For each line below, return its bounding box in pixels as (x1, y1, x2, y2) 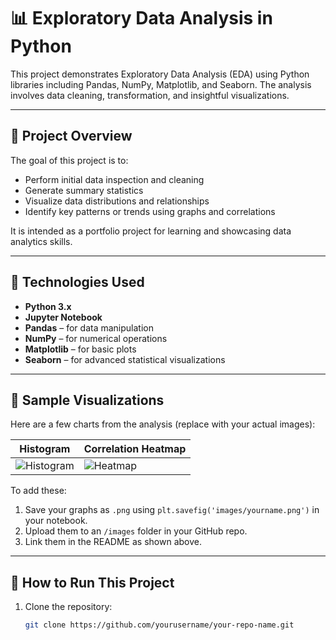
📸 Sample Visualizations (10, 391, 165, 409)
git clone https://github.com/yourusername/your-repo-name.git (24, 620, 295, 630)
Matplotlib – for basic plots (24, 343, 137, 355)
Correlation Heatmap (83, 442, 187, 456)
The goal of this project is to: (10, 154, 129, 166)
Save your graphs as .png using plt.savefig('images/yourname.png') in (24, 504, 320, 516)
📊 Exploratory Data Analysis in (10, 7, 273, 30)
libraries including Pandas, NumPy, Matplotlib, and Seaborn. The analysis (10, 78, 312, 90)
